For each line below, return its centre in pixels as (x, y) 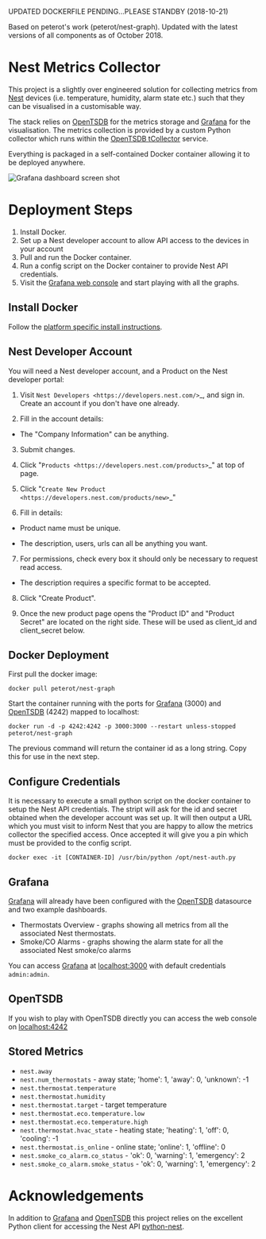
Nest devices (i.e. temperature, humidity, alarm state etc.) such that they (127, 98)
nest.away (36, 1071)
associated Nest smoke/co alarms (75, 950)
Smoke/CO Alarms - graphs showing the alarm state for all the (121, 942)
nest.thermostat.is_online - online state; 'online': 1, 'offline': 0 (123, 1147)
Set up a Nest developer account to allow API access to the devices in (134, 240)
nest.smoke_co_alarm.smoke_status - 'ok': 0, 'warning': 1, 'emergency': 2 (138, 1163)
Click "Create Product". (58, 598)
